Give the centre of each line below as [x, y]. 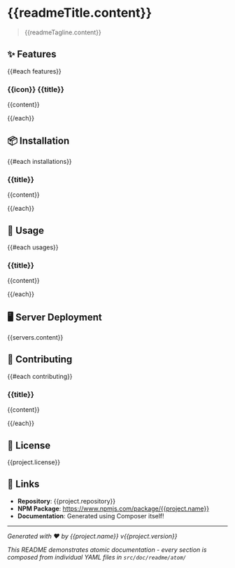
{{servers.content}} [35, 338]
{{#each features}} [34, 71]
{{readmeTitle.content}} [80, 13]
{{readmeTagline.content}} [63, 32]
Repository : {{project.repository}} [66, 501]
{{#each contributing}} [40, 376]
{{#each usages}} [33, 247]
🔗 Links [23, 484]
